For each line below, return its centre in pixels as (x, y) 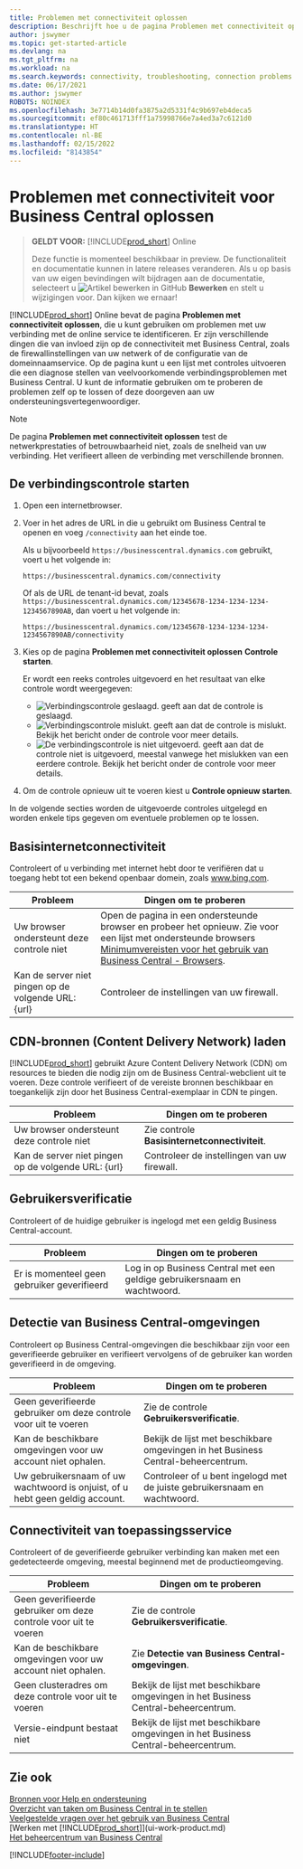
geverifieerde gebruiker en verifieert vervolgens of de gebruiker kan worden (151, 1354)
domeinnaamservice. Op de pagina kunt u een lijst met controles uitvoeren (148, 363)
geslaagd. (55, 716)
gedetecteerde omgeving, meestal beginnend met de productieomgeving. (147, 1562)
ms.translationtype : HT (54, 127)
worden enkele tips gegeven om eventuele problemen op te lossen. (134, 818)
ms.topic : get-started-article (68, 43)
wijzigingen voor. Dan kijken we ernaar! (104, 297)
